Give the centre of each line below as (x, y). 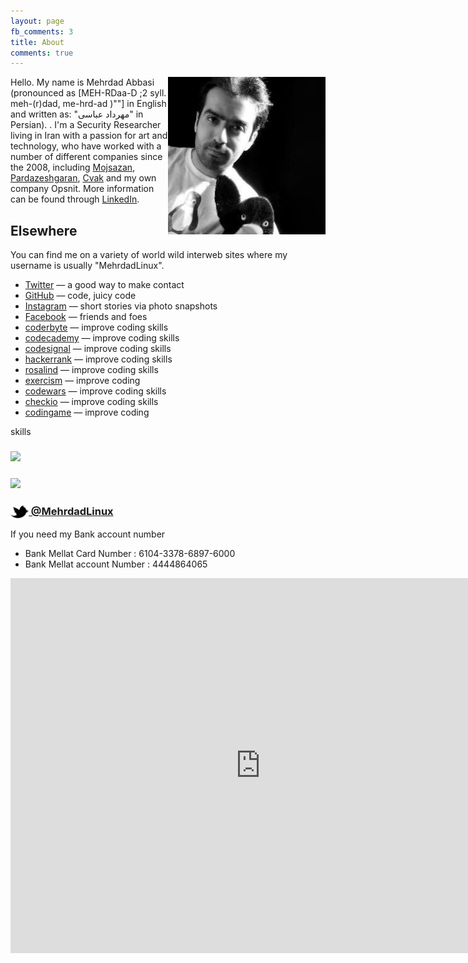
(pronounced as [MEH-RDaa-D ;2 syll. (88, 93)
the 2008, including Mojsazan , (73, 167)
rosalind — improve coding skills (91, 370)
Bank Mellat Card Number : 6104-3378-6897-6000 (130, 553)
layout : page (37, 21)
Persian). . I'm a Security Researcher (86, 125)
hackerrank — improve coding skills (98, 359)
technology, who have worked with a (86, 146)
